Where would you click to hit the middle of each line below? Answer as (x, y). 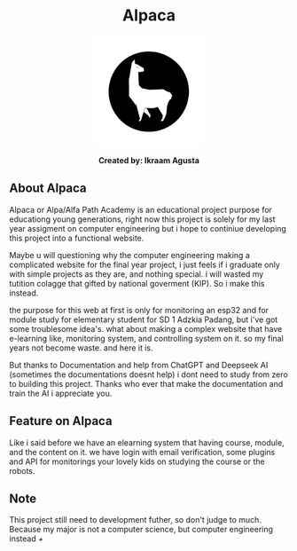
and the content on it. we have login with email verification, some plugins (142, 452)
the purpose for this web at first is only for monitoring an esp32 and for (139, 310)
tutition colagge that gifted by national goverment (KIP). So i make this (137, 283)
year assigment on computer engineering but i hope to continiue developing (148, 228)
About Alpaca (48, 189)
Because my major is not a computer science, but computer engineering (141, 530)
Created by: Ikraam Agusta (149, 160)
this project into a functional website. (77, 238)
